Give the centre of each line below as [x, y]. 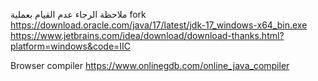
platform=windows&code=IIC [71, 46]
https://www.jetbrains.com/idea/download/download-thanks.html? [147, 35]
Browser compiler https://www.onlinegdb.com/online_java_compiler [150, 65]
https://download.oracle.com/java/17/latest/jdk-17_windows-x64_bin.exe [159, 25]
